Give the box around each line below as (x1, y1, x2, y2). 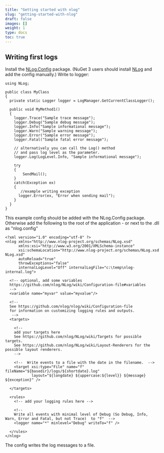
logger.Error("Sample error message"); (14, 133, 96, 138)
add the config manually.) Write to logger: (5, 71, 89, 77)
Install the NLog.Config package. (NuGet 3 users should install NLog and (5, 66, 152, 72)
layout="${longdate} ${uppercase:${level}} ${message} (31, 373, 146, 378)
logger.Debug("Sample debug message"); (14, 119, 96, 125)
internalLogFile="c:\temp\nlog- (68, 265, 135, 270)
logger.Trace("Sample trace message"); (14, 115, 96, 120)
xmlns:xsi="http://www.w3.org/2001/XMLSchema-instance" (18, 243, 135, 248)
